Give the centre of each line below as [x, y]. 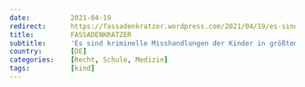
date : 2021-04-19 [60, 18]
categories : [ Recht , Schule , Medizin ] [89, 60]
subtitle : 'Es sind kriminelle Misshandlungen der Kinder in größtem [154, 43]
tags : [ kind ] [52, 69]
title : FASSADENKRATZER [70, 34]
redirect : [28, 26]
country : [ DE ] [49, 52]
